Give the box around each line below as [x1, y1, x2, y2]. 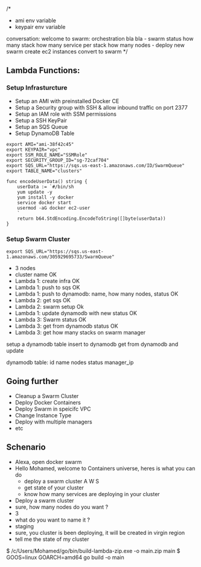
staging [14, 522, 34, 529]
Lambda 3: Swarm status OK [14, 316, 86, 323]
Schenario [6, 442, 46, 453]
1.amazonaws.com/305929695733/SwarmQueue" [6, 254, 115, 260]
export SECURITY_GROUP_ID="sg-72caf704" [6, 157, 110, 163]
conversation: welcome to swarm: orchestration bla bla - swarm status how [6, 35, 194, 42]
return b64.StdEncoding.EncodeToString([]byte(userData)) [17, 215, 166, 222]
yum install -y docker [17, 194, 74, 201]
